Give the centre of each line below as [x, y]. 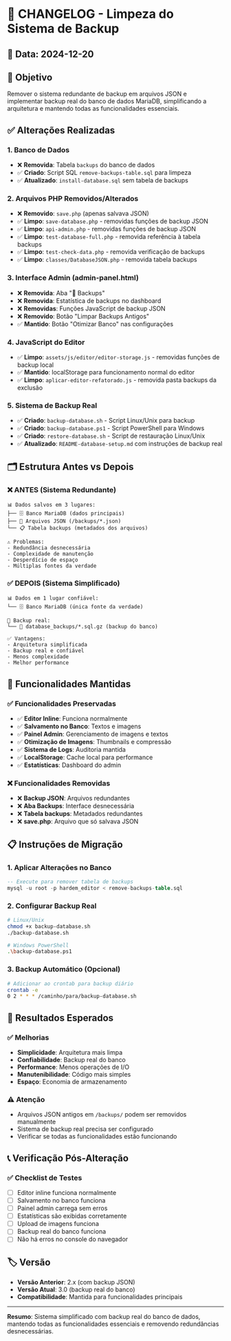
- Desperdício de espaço [43, 560]
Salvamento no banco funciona [61, 1200]
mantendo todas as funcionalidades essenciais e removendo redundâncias [113, 1324]
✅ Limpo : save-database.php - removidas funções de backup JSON [112, 221]
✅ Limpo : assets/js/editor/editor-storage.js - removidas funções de [118, 357]
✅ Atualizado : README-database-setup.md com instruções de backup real [120, 444]
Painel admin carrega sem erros [62, 1208]
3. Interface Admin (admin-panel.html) [73, 278]
